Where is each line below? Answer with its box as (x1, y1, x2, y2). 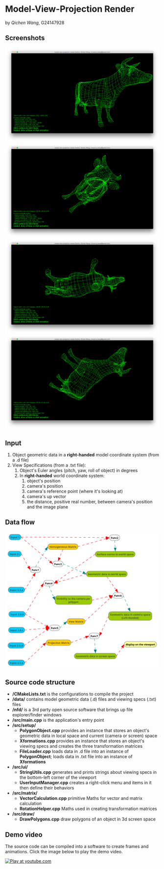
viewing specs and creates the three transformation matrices (19, 743, 143, 749)
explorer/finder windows (12, 712, 62, 718)
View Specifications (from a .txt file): (12, 462, 86, 468)
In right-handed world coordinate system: (19, 473, 105, 478)
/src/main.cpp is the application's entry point (12, 717, 104, 723)
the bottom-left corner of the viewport (19, 774, 97, 781)
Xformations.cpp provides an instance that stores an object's (19, 738, 144, 744)
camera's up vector (26, 493, 67, 499)
